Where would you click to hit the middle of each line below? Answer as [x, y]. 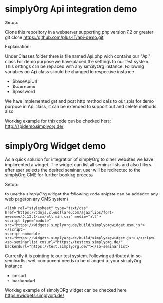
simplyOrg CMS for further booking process [49, 175]
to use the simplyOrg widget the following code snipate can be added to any [81, 194]
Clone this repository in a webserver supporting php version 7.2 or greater [79, 32]
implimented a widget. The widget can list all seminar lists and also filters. [79, 164]
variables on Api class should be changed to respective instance [70, 71]
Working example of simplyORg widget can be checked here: [66, 290]
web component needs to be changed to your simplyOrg [85, 260]
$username [24, 86]
